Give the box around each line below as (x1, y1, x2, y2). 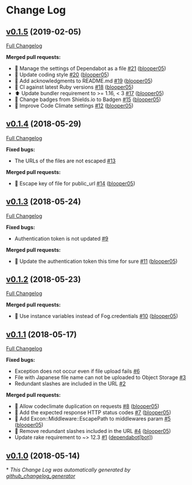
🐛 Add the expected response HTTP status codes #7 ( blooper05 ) (14, 409, 172, 416)
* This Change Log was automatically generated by (6, 466, 131, 473)
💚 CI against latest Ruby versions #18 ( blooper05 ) (14, 84, 134, 91)
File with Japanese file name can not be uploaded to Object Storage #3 (14, 374, 186, 381)
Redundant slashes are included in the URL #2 (14, 380, 126, 387)
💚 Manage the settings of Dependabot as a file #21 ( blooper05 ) (14, 65, 166, 72)
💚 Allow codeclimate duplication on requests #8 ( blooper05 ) (14, 403, 159, 410)
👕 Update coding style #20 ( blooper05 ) (14, 71, 110, 78)
